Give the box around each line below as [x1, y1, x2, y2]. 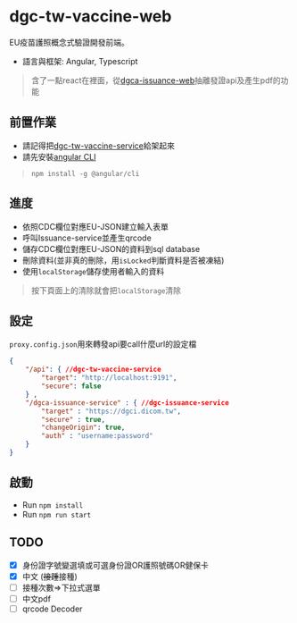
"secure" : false [41, 382, 102, 391]
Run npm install [21, 499, 84, 510]
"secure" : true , [41, 415, 105, 424]
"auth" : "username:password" [41, 432, 153, 441]
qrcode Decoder [21, 603, 83, 614]
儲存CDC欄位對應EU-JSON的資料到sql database [21, 243, 201, 254]
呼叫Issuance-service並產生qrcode [21, 232, 152, 243]
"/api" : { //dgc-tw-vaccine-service [25, 365, 162, 375]
